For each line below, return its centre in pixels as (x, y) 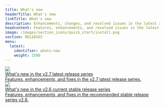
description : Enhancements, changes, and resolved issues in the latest (81, 23)
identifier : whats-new (37, 51)
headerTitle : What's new (30, 14)
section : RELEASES (24, 37)
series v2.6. (17, 100)
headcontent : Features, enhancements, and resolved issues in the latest (82, 28)
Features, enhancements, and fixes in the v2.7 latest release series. (73, 80)
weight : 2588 (27, 55)
